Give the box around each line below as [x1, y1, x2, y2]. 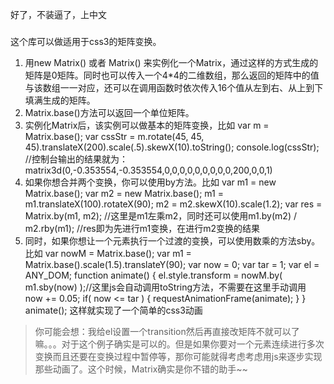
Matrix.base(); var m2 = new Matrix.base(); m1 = [24, 187, 224, 199]
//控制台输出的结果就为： [24, 153, 128, 165]
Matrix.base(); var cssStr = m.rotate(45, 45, [24, 130, 205, 142]
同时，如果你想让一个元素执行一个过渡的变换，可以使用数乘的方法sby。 [24, 234, 321, 247]
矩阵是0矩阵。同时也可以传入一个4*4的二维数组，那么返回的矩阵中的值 [24, 69, 320, 81]
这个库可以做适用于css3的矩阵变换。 [10, 35, 162, 47]
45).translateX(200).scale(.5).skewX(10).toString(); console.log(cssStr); [24, 141, 320, 153]
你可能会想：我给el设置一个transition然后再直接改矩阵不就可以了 [34, 325, 300, 337]
